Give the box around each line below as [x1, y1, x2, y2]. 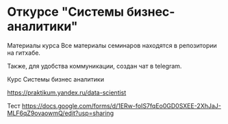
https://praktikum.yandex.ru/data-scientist [7, 88, 127, 97]
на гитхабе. [7, 49, 41, 57]
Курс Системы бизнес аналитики [7, 75, 105, 83]
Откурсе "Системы [7, 4, 125, 20]
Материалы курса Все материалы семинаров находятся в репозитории [7, 41, 217, 49]
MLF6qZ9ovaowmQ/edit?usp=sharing [7, 109, 114, 117]
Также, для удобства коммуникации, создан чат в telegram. [7, 62, 182, 70]
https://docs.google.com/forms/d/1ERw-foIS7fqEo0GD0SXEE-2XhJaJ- [21, 101, 221, 110]
